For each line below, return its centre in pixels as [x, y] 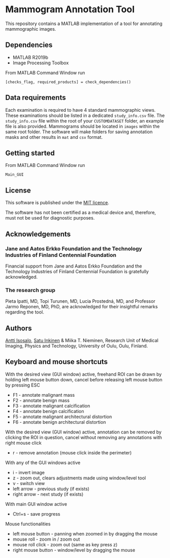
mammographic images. [31, 29]
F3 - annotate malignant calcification [51, 406]
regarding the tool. [25, 312]
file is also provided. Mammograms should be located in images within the [82, 126]
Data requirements [36, 98]
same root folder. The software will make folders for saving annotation [79, 132]
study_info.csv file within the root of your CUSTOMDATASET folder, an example [85, 120]
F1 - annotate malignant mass [44, 395]
